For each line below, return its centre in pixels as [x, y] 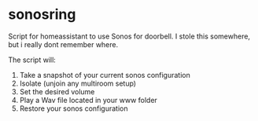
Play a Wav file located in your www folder [88, 100]
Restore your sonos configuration [74, 108]
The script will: [32, 60]
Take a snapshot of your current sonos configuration [105, 75]
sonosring [42, 15]
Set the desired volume [57, 91]
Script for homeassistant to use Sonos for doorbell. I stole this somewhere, [129, 36]
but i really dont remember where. [63, 44]
